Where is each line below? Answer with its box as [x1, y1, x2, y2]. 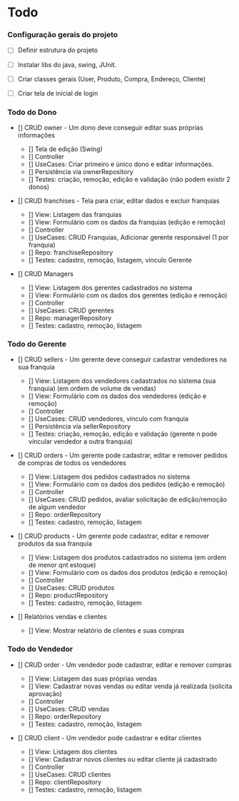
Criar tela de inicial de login [17, 88, 98, 97]
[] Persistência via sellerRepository [28, 422, 131, 431]
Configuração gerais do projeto [7, 30, 118, 40]
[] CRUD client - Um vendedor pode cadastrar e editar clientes [17, 733, 202, 742]
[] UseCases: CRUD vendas [28, 704, 110, 713]
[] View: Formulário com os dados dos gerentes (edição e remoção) [28, 291, 228, 300]
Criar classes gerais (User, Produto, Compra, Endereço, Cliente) [17, 74, 206, 83]
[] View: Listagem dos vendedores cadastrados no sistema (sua [28, 377, 216, 385]
